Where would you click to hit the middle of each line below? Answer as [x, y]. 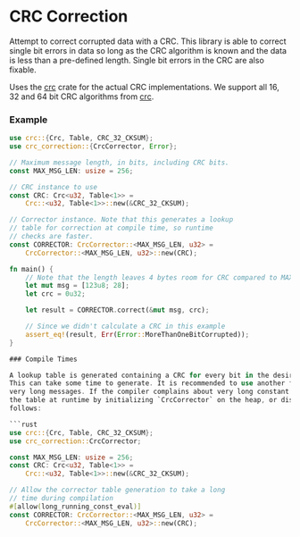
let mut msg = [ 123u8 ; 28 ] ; [77, 286]
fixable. [23, 70]
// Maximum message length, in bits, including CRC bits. [119, 163]
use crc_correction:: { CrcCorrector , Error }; [93, 147]
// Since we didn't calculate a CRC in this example [125, 327]
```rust [24, 424]
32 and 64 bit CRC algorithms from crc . [82, 96]
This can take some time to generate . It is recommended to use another [147, 383]
